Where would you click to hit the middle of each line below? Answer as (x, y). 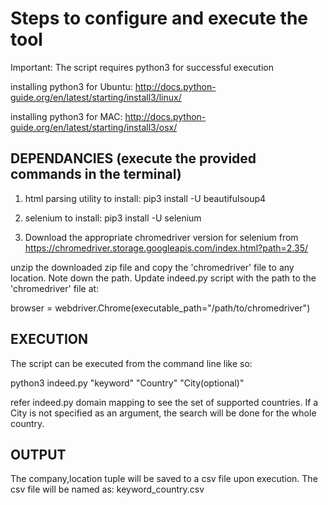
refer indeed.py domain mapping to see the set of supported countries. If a (164, 402)
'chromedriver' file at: (55, 288)
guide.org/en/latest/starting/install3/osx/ (94, 127)
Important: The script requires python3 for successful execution (142, 67)
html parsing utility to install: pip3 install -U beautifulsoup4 (145, 198)
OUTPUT (38, 454)
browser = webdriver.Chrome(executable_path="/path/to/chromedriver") (160, 308)
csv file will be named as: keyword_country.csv (107, 489)
